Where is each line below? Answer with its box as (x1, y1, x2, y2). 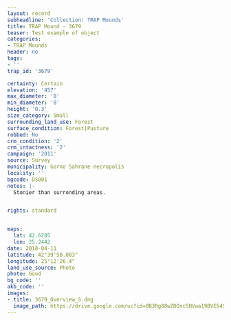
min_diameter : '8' (7, 99, 60, 107)
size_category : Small (7, 112, 69, 119)
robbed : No (7, 131, 38, 138)
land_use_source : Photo (7, 264, 76, 271)
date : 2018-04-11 (7, 245, 57, 252)
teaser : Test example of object (7, 29, 100, 36)
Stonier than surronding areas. (13, 189, 107, 196)
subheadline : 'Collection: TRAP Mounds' (7, 17, 125, 23)
